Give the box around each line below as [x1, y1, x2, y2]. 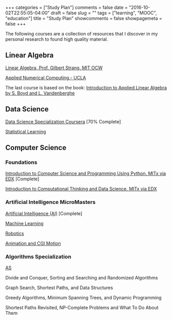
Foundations [5, 159, 37, 166]
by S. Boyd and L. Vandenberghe [5, 90, 75, 96]
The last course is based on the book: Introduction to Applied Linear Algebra [5, 84, 167, 90]
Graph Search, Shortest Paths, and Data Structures [5, 285, 113, 291]
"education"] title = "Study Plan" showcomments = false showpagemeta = [5, 15, 163, 21]
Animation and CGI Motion [5, 240, 61, 246]
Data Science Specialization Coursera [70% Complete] [5, 118, 121, 125]
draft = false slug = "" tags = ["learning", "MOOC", [50, 10, 157, 16]
